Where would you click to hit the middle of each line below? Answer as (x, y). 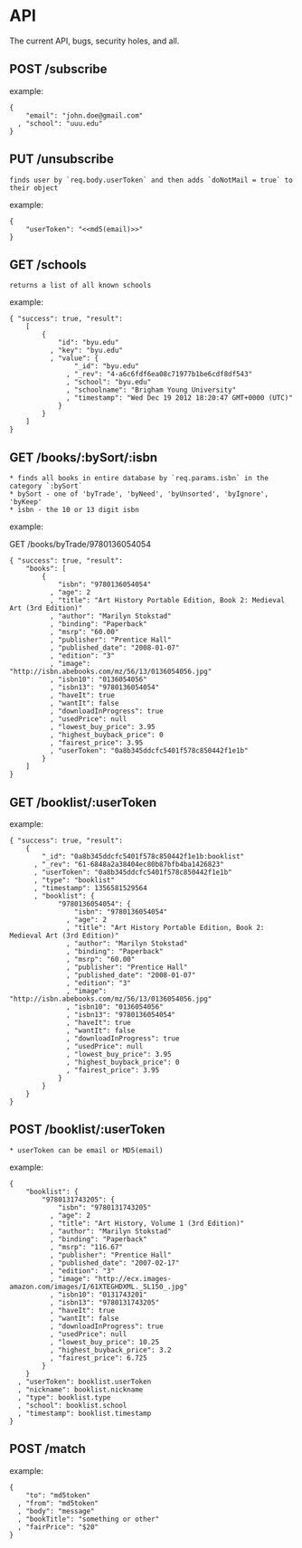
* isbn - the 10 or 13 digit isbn (75, 510)
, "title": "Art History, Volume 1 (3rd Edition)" (147, 1223)
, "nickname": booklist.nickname (80, 1390)
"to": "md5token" (58, 1495)
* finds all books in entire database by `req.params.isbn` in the (139, 479)
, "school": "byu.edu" (109, 382)
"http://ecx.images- (133, 1278)
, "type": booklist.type (64, 1397)
